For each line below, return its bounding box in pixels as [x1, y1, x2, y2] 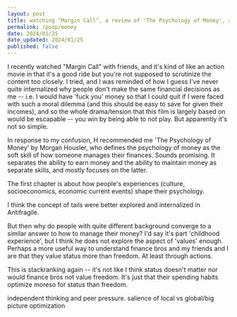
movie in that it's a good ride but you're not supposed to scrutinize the [7, 70, 212, 78]
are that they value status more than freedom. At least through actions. [7, 251, 213, 260]
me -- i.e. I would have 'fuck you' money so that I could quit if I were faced [7, 92, 224, 101]
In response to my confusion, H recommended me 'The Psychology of [7, 136, 212, 144]
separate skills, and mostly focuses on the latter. [7, 166, 148, 174]
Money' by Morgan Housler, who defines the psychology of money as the [7, 144, 221, 151]
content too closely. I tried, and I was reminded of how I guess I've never [7, 77, 219, 85]
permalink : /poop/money [7, 23, 78, 30]
